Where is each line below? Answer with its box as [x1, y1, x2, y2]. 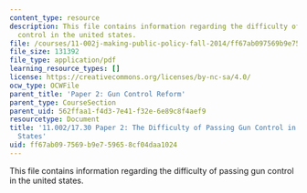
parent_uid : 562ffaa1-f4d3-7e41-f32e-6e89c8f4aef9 [9, 107, 206, 116]
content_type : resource [9, 13, 101, 23]
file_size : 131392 [9, 47, 79, 56]
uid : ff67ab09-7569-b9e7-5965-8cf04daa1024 [9, 140, 178, 149]
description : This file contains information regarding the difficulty [9, 22, 288, 31]
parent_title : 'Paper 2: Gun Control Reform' [9, 89, 185, 98]
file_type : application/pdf [9, 56, 117, 65]
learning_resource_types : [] [9, 65, 121, 74]
